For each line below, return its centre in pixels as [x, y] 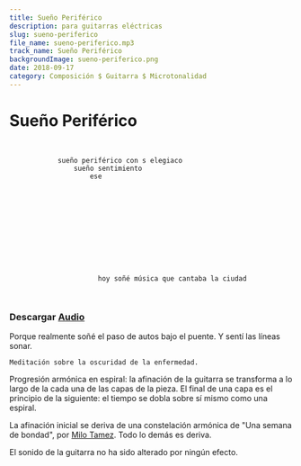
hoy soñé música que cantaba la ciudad [172, 278]
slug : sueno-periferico [54, 34]
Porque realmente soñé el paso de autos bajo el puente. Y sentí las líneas [145, 336]
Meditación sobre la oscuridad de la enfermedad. [104, 362]
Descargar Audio [47, 317]
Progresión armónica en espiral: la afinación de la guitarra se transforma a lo [151, 379]
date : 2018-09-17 [42, 68]
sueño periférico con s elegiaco [120, 160]
